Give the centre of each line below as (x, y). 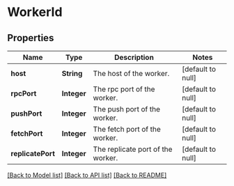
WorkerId (35, 12)
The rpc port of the (124, 89)
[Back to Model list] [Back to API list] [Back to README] (87, 175)
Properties (31, 38)
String (72, 73)
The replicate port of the (133, 149)
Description (134, 57)
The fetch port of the (127, 129)
